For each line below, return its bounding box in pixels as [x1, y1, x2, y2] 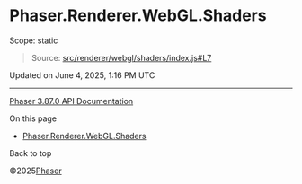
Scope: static [9, 35, 58, 46]
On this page [9, 113, 57, 124]
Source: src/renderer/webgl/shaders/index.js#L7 [31, 52, 212, 63]
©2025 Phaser [9, 165, 62, 176]
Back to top [9, 147, 52, 158]
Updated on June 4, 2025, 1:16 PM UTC [9, 69, 155, 81]
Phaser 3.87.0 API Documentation [9, 95, 134, 106]
